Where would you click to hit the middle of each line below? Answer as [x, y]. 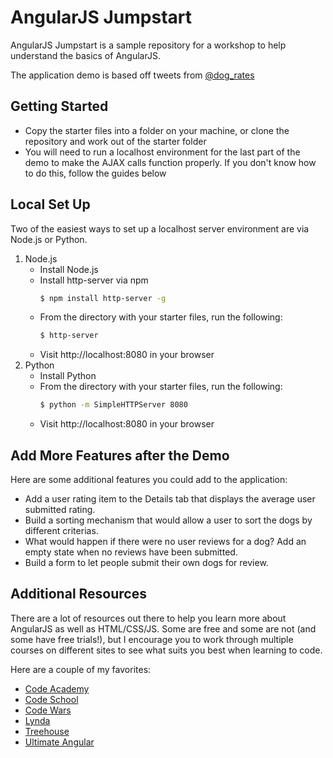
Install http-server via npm [94, 280]
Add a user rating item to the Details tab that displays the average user [170, 499]
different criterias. [61, 530]
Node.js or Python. [49, 239]
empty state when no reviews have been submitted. [131, 552]
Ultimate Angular [59, 742]
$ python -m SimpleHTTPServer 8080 [113, 405]
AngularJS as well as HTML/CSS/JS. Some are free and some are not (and [163, 628]
